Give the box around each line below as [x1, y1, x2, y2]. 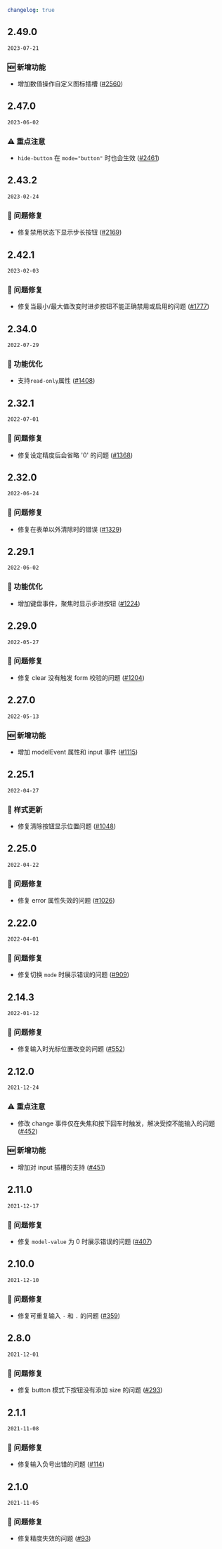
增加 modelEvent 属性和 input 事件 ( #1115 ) [17, 747, 138, 756]
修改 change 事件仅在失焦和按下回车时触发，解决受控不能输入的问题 [17, 1119, 216, 1128]
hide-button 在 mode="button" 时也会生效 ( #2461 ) [17, 154, 160, 162]
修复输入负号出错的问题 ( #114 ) [17, 1460, 105, 1468]
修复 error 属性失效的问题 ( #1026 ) [17, 896, 115, 905]
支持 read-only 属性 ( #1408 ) [17, 377, 96, 385]
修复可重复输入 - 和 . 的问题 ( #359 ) [17, 1312, 121, 1320]
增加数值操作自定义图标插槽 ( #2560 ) [17, 79, 124, 88]
